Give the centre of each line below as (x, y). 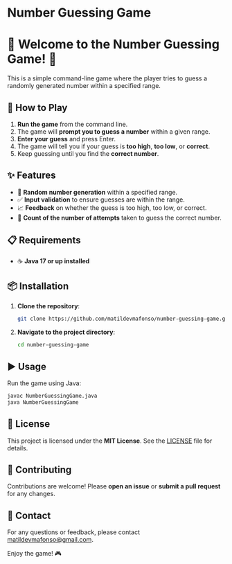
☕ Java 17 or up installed (53, 261)
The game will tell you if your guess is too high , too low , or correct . (114, 146)
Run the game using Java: (44, 383)
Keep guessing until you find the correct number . (88, 153)
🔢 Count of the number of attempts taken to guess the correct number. (119, 218)
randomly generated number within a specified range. (84, 86)
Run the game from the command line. (72, 124)
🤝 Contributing (39, 469)
